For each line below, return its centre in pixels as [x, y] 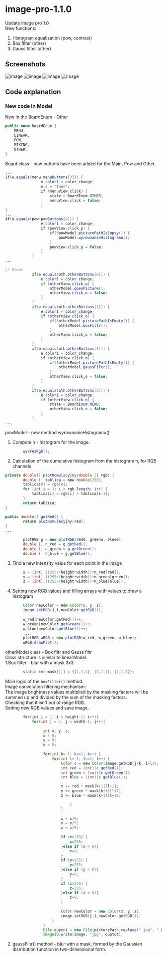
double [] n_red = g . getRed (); [55, 544]
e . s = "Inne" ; [55, 187]
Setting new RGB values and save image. [47, 708]
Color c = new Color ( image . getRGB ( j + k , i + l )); [110, 763]
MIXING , [22, 145]
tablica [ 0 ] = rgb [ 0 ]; [45, 484]
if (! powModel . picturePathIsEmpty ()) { [90, 233]
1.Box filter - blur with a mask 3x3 [39, 663]
